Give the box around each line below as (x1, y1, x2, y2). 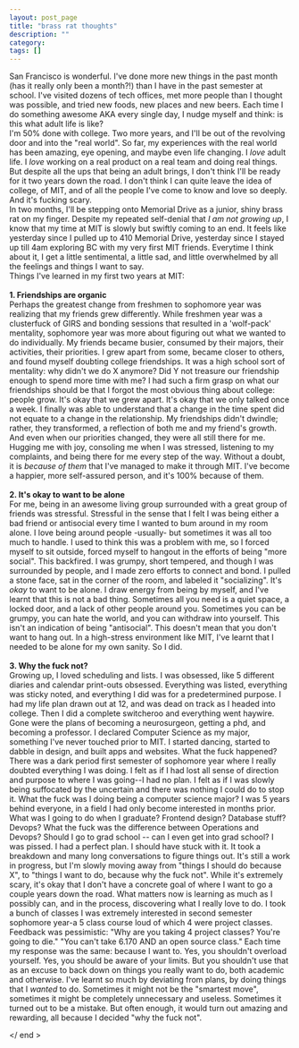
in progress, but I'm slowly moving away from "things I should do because (9, 860, 282, 871)
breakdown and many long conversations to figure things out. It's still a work (9, 851, 291, 862)
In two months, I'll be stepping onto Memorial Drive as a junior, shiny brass (9, 204, 284, 215)
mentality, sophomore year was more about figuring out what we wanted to (9, 328, 287, 338)
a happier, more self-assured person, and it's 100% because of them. (9, 471, 265, 481)
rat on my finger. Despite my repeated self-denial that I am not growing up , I (9, 214, 288, 225)
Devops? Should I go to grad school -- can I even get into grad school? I (9, 831, 274, 842)
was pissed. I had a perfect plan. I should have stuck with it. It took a (9, 841, 262, 852)
